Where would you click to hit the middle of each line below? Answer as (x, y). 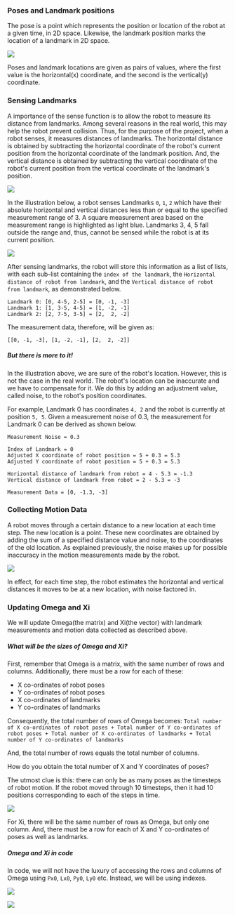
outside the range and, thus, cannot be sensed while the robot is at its (108, 232)
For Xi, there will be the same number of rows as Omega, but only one (108, 822)
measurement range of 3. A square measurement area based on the (106, 217)
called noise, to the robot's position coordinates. (77, 395)
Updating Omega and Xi (49, 607)
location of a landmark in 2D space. (59, 41)
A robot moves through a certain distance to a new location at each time (112, 525)
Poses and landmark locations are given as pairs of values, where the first (114, 67)
